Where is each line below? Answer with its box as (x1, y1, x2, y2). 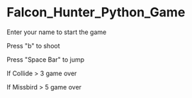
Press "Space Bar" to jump (6, 55, 85, 64)
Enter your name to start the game (6, 28, 107, 36)
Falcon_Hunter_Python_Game (6, 4, 186, 21)
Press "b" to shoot (6, 41, 61, 50)
